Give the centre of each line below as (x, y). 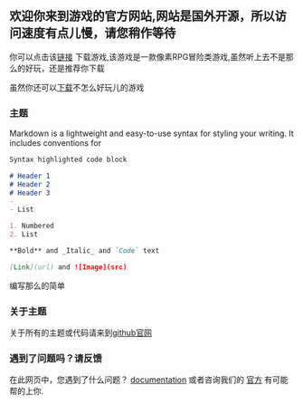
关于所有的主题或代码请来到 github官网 (80, 333)
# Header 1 (30, 176)
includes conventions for (56, 143)
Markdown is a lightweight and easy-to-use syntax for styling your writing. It (151, 133)
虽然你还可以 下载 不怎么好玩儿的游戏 (77, 87)
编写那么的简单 (37, 285)
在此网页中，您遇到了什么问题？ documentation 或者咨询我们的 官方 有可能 (149, 380)
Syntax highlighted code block (68, 160)
